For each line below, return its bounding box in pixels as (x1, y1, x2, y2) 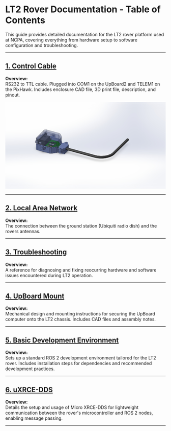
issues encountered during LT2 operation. (5, 272, 93, 278)
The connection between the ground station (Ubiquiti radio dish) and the (5, 222, 157, 229)
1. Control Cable (5, 62, 57, 71)
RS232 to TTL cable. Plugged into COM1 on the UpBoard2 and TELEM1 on (5, 81, 160, 87)
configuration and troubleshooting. (5, 42, 78, 48)
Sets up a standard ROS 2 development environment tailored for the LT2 (5, 355, 156, 361)
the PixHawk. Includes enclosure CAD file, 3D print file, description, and (5, 86, 156, 93)
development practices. (5, 366, 55, 372)
